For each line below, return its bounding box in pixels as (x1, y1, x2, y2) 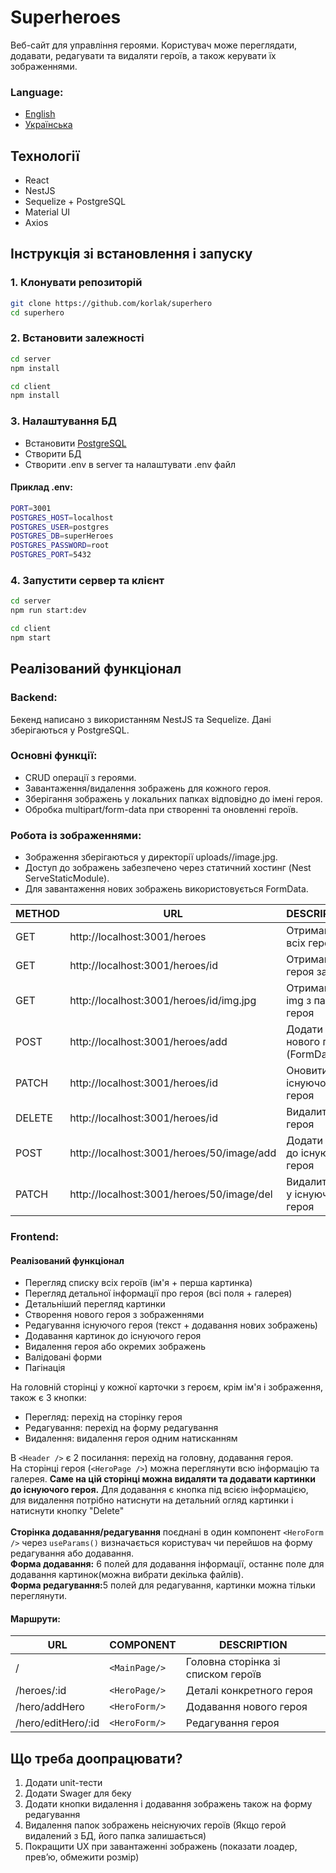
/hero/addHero (15, 1700, 85, 1714)
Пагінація (24, 1362, 66, 1374)
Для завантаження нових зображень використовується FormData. (24, 883, 309, 895)
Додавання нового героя (185, 1700, 308, 1714)
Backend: (10, 691, 58, 705)
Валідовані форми (24, 1351, 103, 1363)
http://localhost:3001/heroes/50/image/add (69, 1146, 277, 1160)
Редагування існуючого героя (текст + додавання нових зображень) (24, 1319, 318, 1331)
